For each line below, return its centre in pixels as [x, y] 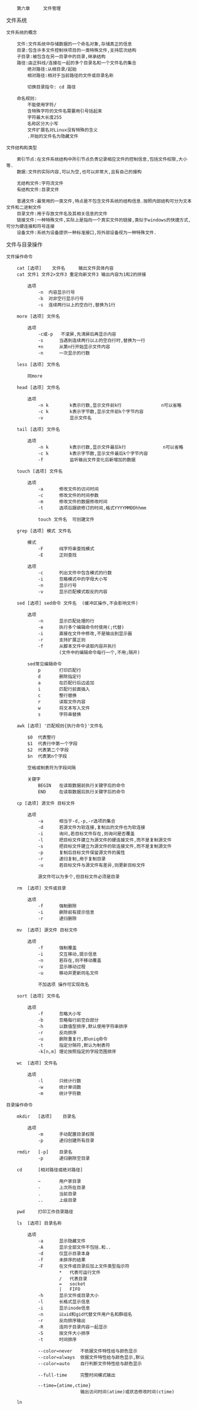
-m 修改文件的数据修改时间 [72, 502]
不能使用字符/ [42, 105]
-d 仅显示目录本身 [64, 1253]
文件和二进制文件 [24, 208]
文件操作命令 [20, 257]
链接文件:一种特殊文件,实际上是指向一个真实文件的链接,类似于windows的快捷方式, [104, 220]
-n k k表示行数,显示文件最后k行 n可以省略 [111, 447]
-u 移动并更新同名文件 [68, 973]
